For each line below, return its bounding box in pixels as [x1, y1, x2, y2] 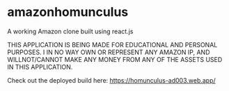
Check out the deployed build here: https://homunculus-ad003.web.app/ [7, 76, 216, 84]
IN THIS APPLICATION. [7, 63, 73, 71]
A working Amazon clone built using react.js [7, 27, 134, 35]
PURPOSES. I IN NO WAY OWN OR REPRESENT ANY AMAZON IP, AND [7, 48, 210, 56]
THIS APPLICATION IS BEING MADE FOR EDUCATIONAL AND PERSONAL [7, 40, 218, 49]
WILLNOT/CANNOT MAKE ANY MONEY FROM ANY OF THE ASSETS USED [7, 55, 223, 63]
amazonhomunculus [7, 4, 129, 20]
